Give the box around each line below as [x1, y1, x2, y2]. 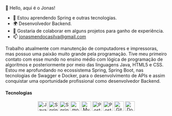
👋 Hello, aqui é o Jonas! [5, 5, 55, 11]
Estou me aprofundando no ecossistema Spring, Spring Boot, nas [5, 67, 144, 73]
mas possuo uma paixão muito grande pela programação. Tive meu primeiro [5, 51, 167, 57]
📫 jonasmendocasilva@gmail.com [12, 34, 86, 39]
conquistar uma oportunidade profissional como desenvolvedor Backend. [5, 78, 161, 84]
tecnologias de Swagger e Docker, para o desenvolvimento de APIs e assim [5, 73, 165, 79]
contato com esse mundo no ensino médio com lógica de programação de [5, 56, 163, 62]
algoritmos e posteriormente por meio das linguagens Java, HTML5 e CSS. [5, 62, 164, 67]
